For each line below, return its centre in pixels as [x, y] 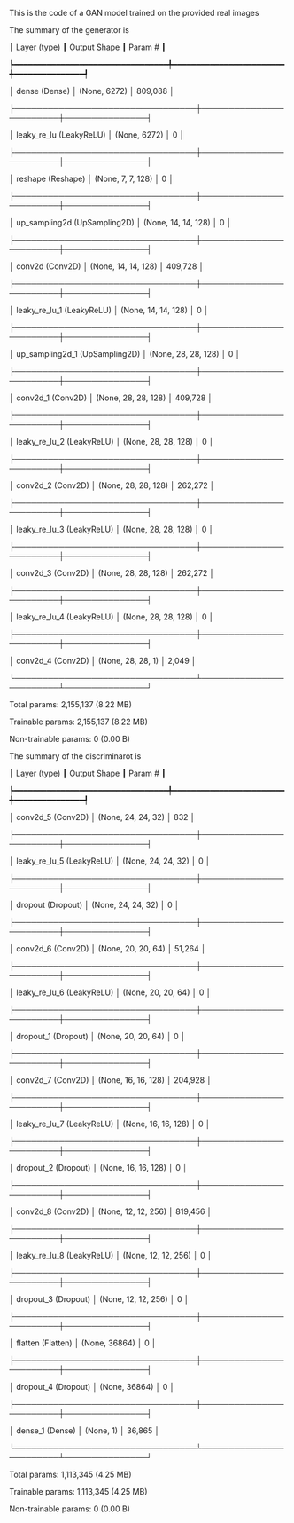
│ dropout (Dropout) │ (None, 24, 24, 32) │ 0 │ [94, 905]
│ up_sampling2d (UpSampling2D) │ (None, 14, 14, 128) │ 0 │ [120, 222]
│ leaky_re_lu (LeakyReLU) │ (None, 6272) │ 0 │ [97, 135]
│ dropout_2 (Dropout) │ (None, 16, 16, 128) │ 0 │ [98, 1168]
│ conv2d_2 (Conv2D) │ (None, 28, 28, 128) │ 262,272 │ [112, 485]
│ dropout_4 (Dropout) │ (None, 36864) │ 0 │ [92, 1387]
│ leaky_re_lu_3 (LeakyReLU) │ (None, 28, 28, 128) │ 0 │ [112, 529]
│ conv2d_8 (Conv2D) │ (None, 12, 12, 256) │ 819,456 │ [111, 1211]
